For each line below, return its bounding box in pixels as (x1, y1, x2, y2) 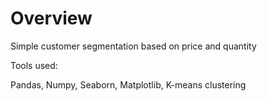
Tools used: (10, 59, 58, 71)
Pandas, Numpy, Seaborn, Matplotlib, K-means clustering (10, 78, 247, 91)
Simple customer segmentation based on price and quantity (10, 40, 257, 52)
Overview (10, 7, 93, 30)
